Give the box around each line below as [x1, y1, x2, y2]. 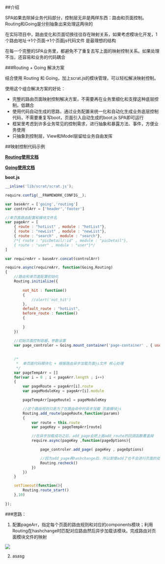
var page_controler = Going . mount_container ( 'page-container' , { [14, 343, 153, 348]
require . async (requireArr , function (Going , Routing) [5, 265, 113, 270]
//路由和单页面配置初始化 [14, 274, 59, 280]
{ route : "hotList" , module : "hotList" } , [14, 224, 107, 229]
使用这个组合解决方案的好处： [5, 86, 65, 91]
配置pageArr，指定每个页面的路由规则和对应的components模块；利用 [12, 522, 153, 528]
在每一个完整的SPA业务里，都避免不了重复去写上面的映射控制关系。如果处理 [5, 48, 160, 54]
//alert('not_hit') [31, 297, 71, 302]
